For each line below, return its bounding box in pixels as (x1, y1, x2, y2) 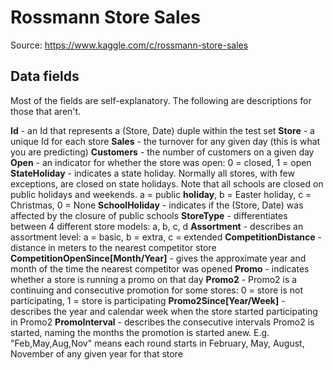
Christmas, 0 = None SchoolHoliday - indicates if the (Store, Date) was (10, 199, 304, 211)
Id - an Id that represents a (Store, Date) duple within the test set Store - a (10, 124, 315, 136)
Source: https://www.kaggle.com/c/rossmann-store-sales (10, 39, 249, 51)
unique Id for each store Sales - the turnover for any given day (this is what (10, 135, 321, 147)
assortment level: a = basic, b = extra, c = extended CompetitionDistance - (10, 231, 322, 243)
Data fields (10, 68, 80, 85)
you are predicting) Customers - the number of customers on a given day (10, 146, 315, 158)
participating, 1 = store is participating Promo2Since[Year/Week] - (10, 294, 286, 306)
